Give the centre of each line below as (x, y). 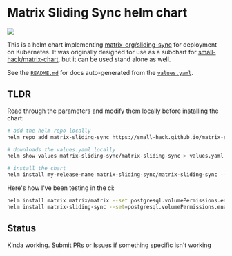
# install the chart (37, 169)
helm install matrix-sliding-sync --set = (68, 207)
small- (207, 52)
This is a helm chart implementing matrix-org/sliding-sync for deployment (112, 44)
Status (22, 228)
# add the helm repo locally (49, 131)
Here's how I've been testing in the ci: (61, 188)
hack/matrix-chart (33, 59)
